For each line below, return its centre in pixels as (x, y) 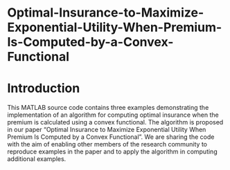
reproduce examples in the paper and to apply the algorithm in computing (112, 152)
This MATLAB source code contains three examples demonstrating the (108, 108)
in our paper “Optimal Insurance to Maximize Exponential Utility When (107, 130)
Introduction (44, 88)
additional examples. (37, 159)
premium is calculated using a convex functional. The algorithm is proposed (115, 122)
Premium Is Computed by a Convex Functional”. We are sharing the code (111, 137)
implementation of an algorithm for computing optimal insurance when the (113, 115)
